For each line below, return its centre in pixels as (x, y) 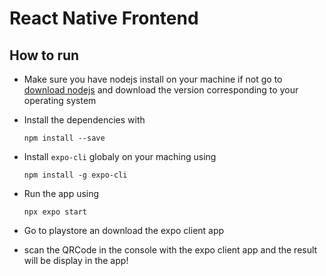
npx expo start (55, 212)
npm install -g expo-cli (75, 175)
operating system (60, 100)
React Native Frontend (104, 18)
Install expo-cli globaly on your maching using (120, 156)
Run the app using (61, 193)
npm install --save (64, 138)
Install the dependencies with (84, 120)
